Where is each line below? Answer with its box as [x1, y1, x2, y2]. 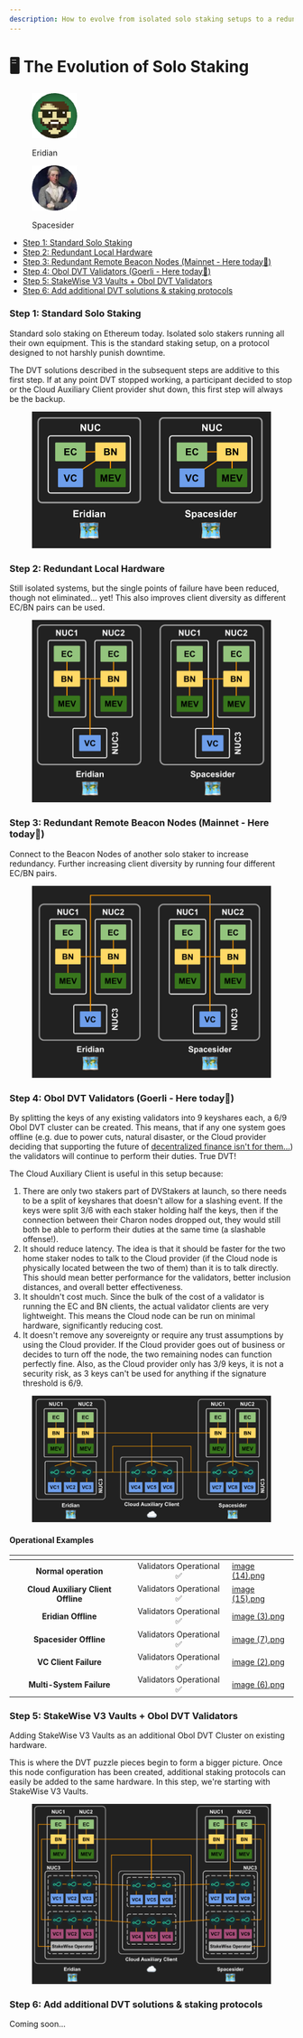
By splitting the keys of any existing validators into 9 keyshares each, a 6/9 [9, 1112, 287, 1123]
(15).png [231, 1593, 266, 1603]
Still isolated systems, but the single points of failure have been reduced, [9, 583, 280, 594]
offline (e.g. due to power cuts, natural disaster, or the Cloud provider [9, 1131, 267, 1142]
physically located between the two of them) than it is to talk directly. [22, 1262, 280, 1273]
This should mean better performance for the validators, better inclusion [22, 1272, 291, 1283]
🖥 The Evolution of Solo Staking [9, 56, 250, 77]
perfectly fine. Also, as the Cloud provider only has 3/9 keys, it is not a [22, 1358, 284, 1369]
